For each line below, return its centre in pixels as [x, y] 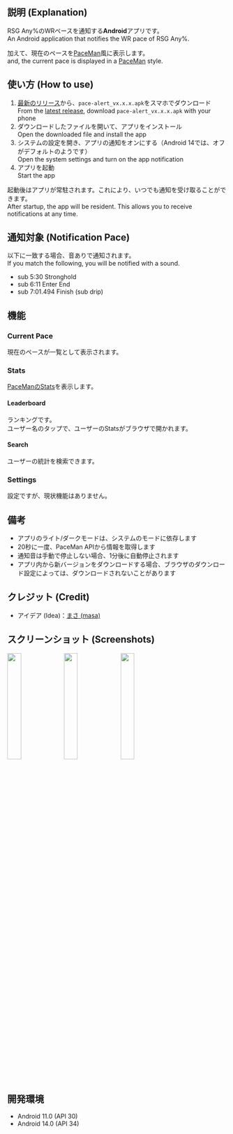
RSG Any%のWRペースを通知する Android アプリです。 [85, 31]
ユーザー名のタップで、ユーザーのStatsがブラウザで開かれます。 [99, 428]
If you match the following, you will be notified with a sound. [93, 264]
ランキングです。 [31, 419]
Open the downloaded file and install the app [82, 134]
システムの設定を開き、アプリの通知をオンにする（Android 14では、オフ [121, 143]
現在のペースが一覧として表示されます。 [65, 352]
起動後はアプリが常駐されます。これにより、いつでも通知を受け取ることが [114, 189]
